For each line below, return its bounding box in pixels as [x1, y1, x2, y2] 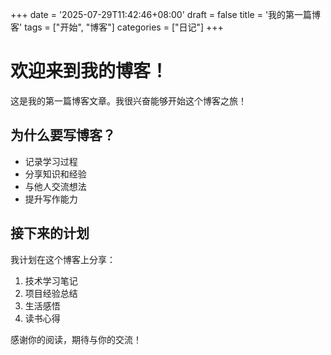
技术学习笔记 [24, 274, 78, 287]
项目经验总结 [24, 287, 78, 299]
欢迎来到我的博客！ [10, 60, 169, 83]
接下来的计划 [10, 225, 90, 242]
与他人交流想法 [24, 180, 87, 192]
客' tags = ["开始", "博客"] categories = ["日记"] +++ [10, 21, 224, 33]
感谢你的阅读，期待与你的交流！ [10, 333, 142, 345]
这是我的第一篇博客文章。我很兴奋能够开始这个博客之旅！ [10, 94, 247, 107]
